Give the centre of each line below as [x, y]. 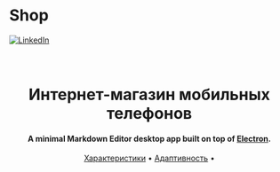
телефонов [149, 114]
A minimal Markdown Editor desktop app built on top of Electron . [149, 138]
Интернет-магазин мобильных [149, 95]
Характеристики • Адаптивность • [149, 158]
